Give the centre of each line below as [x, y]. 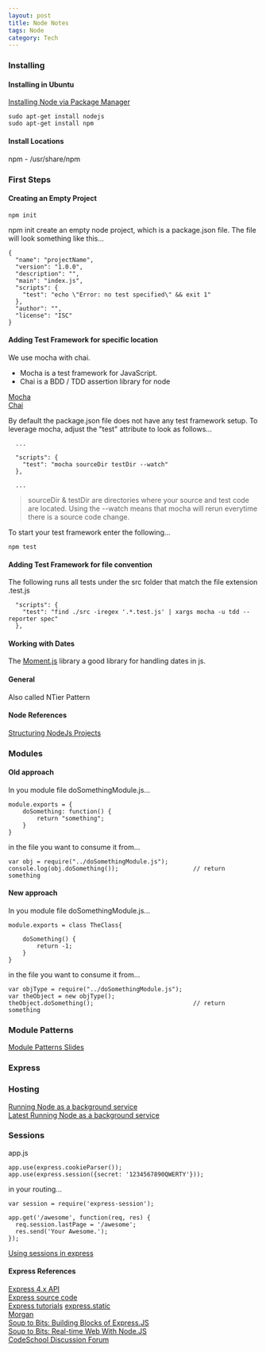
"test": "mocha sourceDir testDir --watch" [96, 464]
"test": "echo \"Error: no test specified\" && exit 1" [117, 295]
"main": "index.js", [49, 280]
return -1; [55, 946]
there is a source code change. [78, 516]
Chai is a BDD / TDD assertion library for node [95, 381]
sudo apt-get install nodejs [56, 117]
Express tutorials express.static [60, 1306]
